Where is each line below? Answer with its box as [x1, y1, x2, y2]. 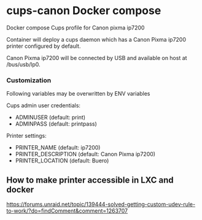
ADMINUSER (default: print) [15, 114, 86, 121]
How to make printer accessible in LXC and [6, 175, 174, 185]
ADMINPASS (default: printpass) [15, 120, 97, 127]
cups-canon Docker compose [6, 4, 161, 18]
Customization [6, 76, 52, 85]
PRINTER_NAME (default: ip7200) [15, 144, 101, 151]
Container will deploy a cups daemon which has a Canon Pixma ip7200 [6, 36, 186, 43]
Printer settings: [6, 132, 47, 140]
